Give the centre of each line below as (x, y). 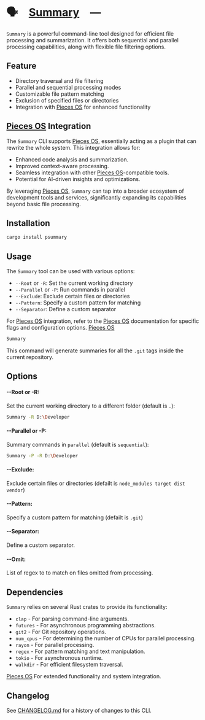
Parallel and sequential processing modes (68, 87)
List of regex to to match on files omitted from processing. (80, 573)
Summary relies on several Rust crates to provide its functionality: (87, 607)
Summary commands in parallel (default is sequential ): (78, 444)
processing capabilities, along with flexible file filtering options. (86, 47)
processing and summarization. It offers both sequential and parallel (93, 40)
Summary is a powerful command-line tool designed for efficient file (90, 33)
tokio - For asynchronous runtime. (59, 658)
